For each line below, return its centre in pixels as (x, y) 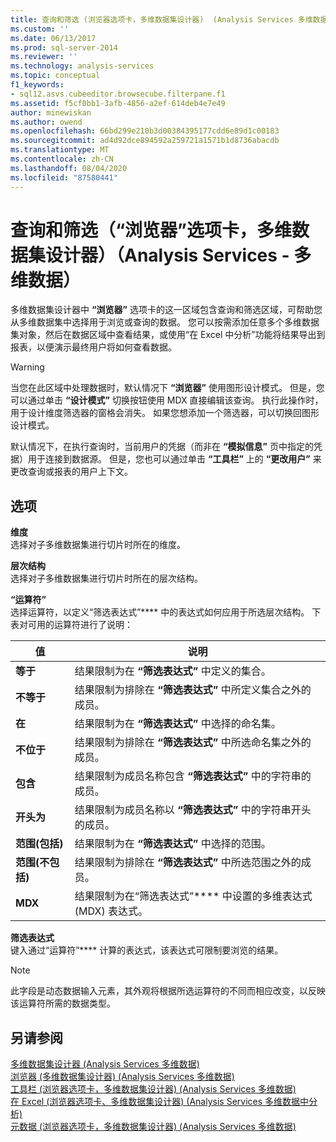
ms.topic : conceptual (55, 76)
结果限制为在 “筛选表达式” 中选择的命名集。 (178, 724)
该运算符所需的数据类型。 (63, 1003)
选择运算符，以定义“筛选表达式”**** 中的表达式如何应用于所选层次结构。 (160, 612)
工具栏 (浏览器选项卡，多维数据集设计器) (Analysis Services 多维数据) (153, 1089)
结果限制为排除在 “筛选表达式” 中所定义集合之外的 (193, 690)
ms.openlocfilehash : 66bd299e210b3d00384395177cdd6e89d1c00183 (145, 131)
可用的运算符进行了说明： (80, 625)
